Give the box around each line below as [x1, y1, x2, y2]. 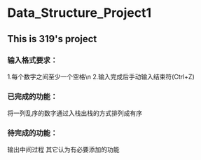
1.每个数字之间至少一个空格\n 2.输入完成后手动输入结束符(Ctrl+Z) [7, 72, 195, 81]
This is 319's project [7, 33, 97, 45]
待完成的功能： [7, 128, 58, 138]
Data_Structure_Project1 [7, 5, 152, 21]
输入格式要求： [7, 55, 58, 65]
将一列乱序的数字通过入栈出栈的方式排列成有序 [7, 109, 142, 117]
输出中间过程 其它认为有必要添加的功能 [7, 145, 120, 154]
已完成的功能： [7, 91, 58, 101]
